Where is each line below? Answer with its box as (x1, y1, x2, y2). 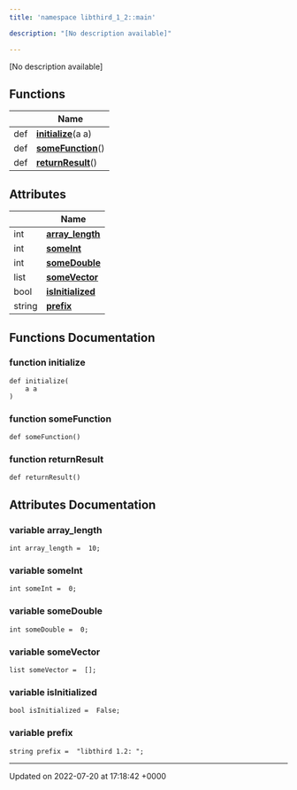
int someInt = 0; (9, 585, 77, 593)
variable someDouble (9, 605, 103, 617)
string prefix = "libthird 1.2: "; (9, 747, 144, 755)
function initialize (9, 356, 86, 368)
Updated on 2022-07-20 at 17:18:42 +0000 (9, 771, 166, 781)
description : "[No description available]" (9, 28, 172, 38)
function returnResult (9, 453, 104, 466)
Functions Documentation (9, 329, 156, 345)
